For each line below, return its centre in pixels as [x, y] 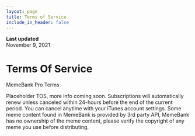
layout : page [22, 11]
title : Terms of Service [36, 17]
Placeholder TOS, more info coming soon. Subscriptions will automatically [95, 96]
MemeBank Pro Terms [33, 85]
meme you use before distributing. [48, 127]
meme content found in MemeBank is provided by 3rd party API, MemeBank [98, 115]
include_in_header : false [37, 22]
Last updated [22, 39]
